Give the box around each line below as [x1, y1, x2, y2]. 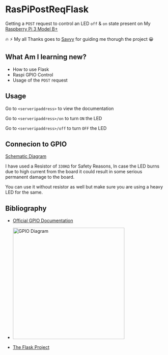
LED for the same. [5, 189, 43, 196]
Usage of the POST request [12, 77, 68, 83]
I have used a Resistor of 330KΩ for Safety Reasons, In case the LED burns [5, 163, 159, 169]
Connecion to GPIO [5, 140, 67, 148]
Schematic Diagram [5, 153, 47, 159]
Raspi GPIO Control [12, 71, 53, 77]
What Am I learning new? [5, 52, 87, 62]
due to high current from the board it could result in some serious [5, 169, 143, 175]
